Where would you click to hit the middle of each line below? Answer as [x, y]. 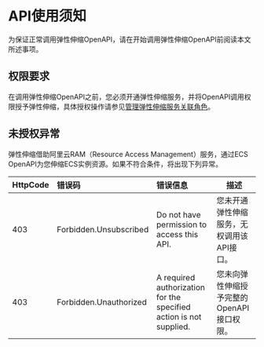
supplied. [173, 327]
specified [173, 307]
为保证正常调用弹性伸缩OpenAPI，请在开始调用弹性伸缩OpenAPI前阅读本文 [130, 39]
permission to [181, 225]
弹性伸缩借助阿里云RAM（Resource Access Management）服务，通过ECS [128, 154]
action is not [179, 316]
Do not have [178, 214]
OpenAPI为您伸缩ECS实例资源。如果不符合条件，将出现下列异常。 [115, 164]
